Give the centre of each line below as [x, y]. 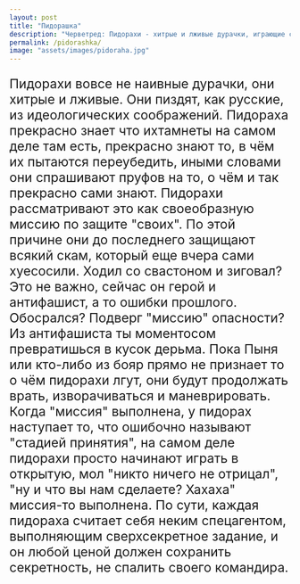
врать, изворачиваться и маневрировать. [140, 396]
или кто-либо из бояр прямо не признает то [147, 365]
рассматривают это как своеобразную [132, 209]
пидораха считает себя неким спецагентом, [148, 521]
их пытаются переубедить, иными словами [145, 162]
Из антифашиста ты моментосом [113, 334]
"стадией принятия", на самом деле [122, 443]
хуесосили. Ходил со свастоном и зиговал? [146, 271]
